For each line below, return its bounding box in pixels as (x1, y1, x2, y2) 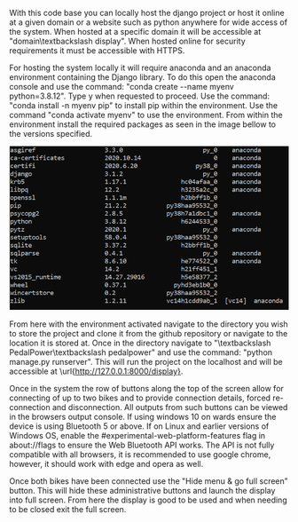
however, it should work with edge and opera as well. (9, 459, 204, 470)
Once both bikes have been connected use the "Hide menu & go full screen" (9, 476, 288, 486)
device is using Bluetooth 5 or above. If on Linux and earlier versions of (9, 421, 270, 431)
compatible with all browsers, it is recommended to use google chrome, (9, 449, 271, 460)
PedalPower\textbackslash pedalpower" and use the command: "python (9, 347, 273, 358)
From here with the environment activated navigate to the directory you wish (9, 319, 288, 329)
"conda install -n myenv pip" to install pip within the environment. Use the (9, 100, 278, 110)
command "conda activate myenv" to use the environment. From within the (9, 110, 283, 120)
